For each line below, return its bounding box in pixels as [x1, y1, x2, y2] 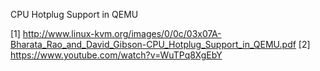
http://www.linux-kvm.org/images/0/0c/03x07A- [22, 28, 222, 39]
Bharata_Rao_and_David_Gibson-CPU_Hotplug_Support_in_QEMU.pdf [10, 39, 297, 50]
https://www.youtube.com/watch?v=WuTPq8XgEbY [10, 49, 223, 61]
